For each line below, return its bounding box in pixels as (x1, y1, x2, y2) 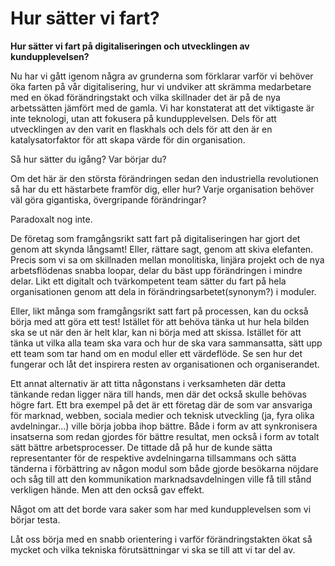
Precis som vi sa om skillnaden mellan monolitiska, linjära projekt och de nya (10, 253, 325, 266)
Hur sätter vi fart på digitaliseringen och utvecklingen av (10, 40, 250, 52)
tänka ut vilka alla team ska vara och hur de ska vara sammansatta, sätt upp (10, 337, 323, 349)
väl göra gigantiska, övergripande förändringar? (10, 193, 207, 206)
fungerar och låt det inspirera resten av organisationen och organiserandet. (10, 358, 320, 370)
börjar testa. (10, 513, 61, 526)
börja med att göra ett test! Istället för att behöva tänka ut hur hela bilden (10, 315, 310, 327)
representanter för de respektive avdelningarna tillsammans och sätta (10, 452, 297, 464)
